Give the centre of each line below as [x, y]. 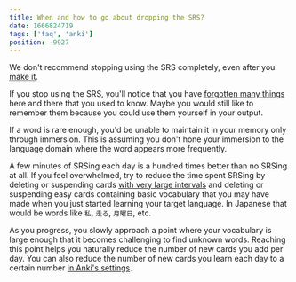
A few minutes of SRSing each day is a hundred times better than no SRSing [148, 166]
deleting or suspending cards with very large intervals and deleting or [136, 185]
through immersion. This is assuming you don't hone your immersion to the [147, 139]
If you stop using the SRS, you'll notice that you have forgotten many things [147, 94]
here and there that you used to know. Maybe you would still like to [132, 104]
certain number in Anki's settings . [71, 268]
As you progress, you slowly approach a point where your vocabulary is [140, 231]
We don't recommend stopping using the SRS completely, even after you [142, 67]
